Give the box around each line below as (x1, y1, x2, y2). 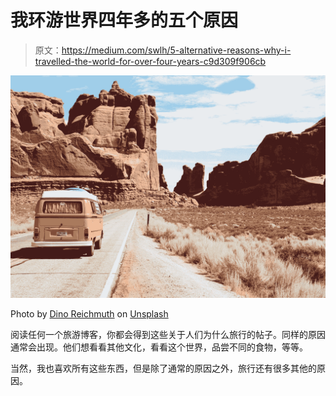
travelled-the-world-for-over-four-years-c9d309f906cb (34, 55, 267, 67)
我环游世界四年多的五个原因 (10, 9, 239, 32)
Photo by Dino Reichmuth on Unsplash (10, 308, 169, 320)
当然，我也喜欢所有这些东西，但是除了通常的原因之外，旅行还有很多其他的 (10, 362, 317, 375)
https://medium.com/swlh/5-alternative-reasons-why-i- (61, 44, 292, 56)
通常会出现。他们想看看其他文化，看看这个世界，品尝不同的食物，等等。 (10, 341, 308, 353)
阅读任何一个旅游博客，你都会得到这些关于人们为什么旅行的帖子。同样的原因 (10, 329, 326, 341)
